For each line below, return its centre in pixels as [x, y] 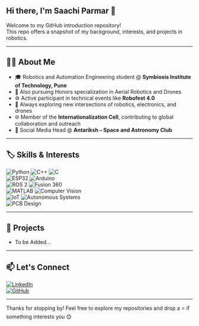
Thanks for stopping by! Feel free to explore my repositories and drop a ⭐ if [98, 308]
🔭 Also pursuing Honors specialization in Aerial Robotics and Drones [98, 91]
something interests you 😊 [39, 317]
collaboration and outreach [48, 124]
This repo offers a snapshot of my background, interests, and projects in [94, 31]
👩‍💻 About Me [31, 62]
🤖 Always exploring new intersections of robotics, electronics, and [95, 104]
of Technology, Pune [41, 85]
